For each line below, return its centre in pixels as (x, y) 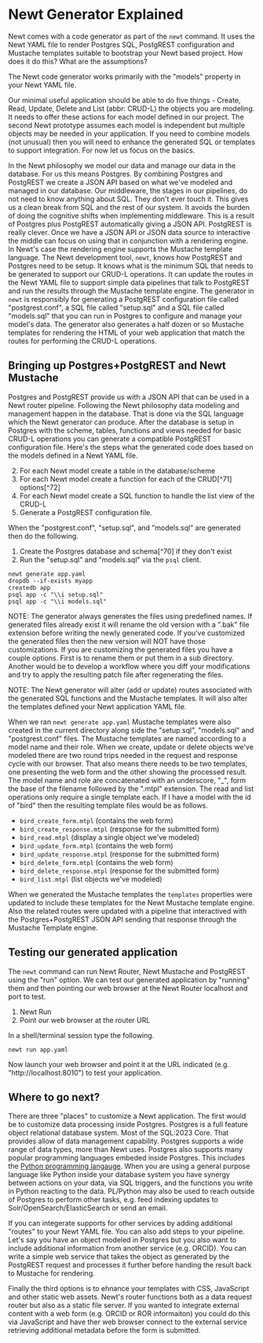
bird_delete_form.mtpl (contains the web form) (97, 862)
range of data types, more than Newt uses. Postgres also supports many (126, 1150)
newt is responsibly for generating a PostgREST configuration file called (124, 299)
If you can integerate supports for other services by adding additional (121, 1223)
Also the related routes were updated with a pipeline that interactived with (128, 911)
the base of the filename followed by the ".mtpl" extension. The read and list (131, 789)
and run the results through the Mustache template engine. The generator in (131, 291)
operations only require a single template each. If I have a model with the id (130, 797)
